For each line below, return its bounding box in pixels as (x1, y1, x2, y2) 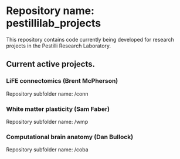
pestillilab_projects (6, 16, 101, 30)
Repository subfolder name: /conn (6, 90, 89, 97)
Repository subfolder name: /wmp (6, 118, 89, 125)
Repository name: (6, 4, 95, 18)
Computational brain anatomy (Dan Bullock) (6, 133, 134, 141)
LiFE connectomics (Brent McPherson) (6, 77, 118, 85)
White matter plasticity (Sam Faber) (6, 104, 110, 113)
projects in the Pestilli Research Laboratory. (6, 42, 111, 49)
